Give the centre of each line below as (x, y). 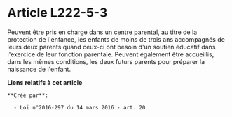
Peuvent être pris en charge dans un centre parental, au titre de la (102, 32)
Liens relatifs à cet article (45, 82)
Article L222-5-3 (57, 13)
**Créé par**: (28, 95)
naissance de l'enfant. (39, 69)
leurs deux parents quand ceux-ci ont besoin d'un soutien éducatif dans (111, 47)
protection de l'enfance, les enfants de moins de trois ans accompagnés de (116, 39)
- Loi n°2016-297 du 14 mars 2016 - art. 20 (80, 107)
